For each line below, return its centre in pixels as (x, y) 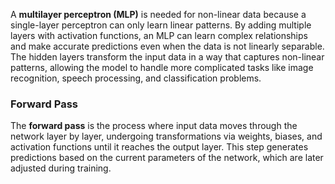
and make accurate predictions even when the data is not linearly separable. (167, 46)
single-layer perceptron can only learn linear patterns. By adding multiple (161, 25)
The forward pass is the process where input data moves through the (154, 126)
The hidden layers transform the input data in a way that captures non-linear (167, 57)
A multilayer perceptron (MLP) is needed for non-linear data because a (158, 14)
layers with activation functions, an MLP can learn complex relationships (159, 35)
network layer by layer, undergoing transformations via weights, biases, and (166, 136)
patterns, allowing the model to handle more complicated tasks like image (162, 67)
